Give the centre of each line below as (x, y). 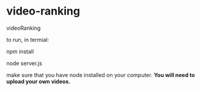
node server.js (24, 63)
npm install (20, 51)
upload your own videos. (38, 81)
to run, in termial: (28, 39)
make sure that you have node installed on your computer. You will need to (101, 75)
